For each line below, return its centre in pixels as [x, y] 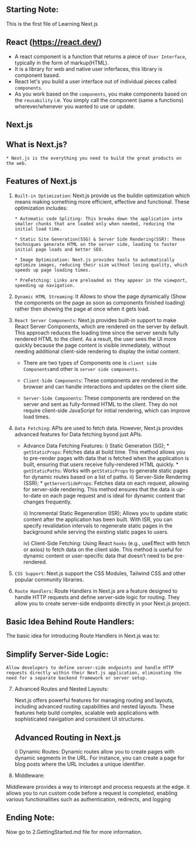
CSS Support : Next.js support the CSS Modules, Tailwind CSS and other [100, 573]
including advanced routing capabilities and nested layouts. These [94, 707]
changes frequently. [47, 502]
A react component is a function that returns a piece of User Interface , [100, 56]
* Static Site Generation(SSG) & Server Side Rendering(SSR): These [100, 239]
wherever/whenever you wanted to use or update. [75, 106]
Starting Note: [32, 10]
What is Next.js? [37, 145]
